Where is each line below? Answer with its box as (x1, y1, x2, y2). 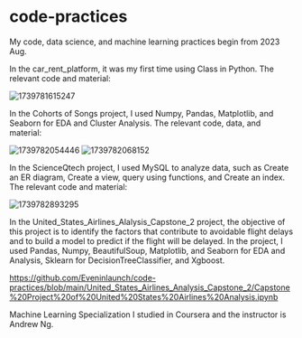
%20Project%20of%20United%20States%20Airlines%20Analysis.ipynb (9, 291, 279, 302)
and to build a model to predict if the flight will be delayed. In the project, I (9, 235, 284, 246)
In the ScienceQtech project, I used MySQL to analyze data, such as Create (9, 162, 289, 173)
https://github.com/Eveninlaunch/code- (9, 272, 156, 283)
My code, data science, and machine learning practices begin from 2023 (9, 36, 280, 47)
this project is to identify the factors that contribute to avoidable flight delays (9, 226, 294, 237)
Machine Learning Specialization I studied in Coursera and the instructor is (9, 309, 287, 320)
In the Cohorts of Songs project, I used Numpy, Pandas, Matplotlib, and (9, 108, 274, 118)
